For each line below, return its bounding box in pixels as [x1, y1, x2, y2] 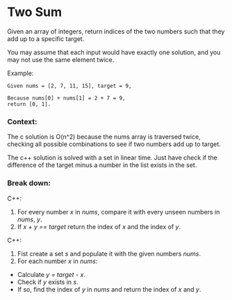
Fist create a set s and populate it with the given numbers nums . [17, 249, 201, 258]
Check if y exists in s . [17, 278, 78, 286]
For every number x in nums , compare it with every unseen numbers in [17, 207, 220, 216]
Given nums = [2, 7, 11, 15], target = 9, [7, 82, 132, 89]
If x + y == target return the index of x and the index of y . [17, 222, 181, 230]
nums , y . [17, 215, 42, 223]
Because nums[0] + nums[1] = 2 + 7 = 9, [7, 95, 126, 102]
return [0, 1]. [7, 100, 51, 108]
